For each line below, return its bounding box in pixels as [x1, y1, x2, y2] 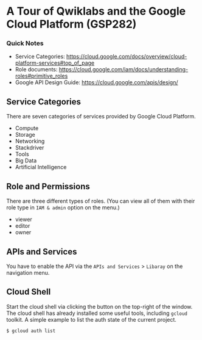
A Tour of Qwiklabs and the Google [6, 4, 186, 18]
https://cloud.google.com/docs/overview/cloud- [66, 53, 187, 60]
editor [15, 222, 30, 230]
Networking [15, 137, 45, 145]
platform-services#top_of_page [15, 59, 95, 67]
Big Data [15, 157, 37, 164]
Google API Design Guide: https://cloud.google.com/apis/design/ [15, 79, 178, 86]
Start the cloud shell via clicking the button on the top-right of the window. [6, 303, 193, 310]
